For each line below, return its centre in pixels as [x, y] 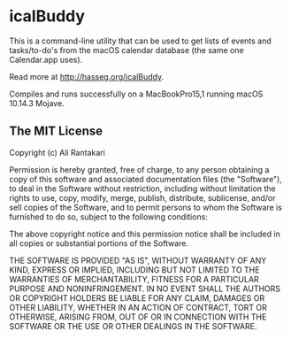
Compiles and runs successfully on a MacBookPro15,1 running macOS [136, 94]
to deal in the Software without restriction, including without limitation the [142, 189]
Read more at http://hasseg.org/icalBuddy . [87, 76]
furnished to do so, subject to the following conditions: [108, 216]
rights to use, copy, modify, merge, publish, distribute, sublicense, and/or [142, 197]
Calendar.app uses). [46, 59]
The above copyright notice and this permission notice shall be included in [145, 234]
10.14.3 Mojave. [37, 103]
